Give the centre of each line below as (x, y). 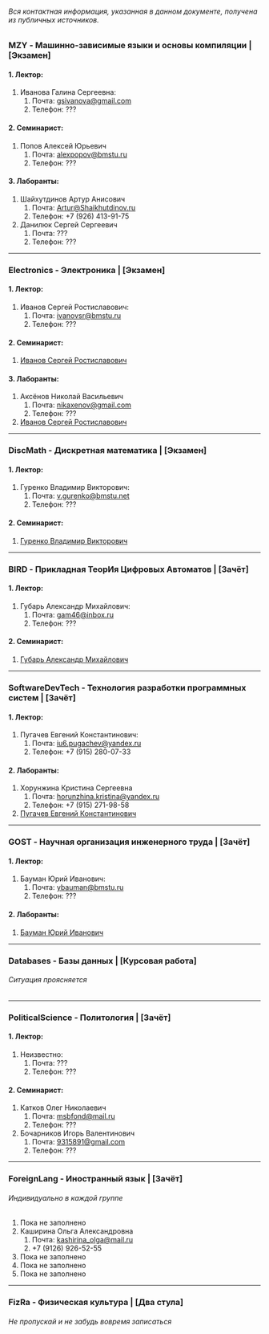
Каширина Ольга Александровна (76, 1231)
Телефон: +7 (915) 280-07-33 (81, 752)
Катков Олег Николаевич (63, 1108)
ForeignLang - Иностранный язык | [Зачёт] (95, 1179)
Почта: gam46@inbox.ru (73, 614)
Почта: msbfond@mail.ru (73, 1116)
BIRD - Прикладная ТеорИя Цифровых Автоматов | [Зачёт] (129, 569)
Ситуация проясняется (48, 980)
